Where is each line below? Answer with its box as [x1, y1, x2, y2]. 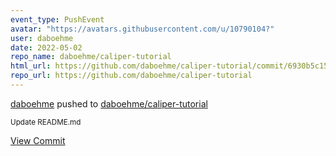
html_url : [10, 61, 52, 71]
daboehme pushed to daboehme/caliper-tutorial [10, 97, 208, 110]
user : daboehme [10, 33, 74, 43]
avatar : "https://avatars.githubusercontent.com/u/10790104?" [10, 24, 275, 34]
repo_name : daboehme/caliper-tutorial [10, 52, 172, 62]
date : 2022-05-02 [10, 42, 83, 53]
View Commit [10, 134, 66, 146]
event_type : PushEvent [10, 14, 105, 25]
